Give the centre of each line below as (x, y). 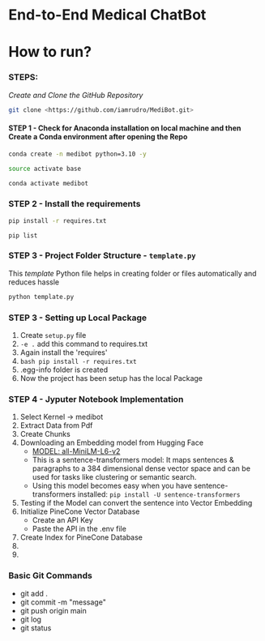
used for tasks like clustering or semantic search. (114, 477)
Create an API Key (62, 520)
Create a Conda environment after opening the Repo (98, 137)
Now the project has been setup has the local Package (111, 378)
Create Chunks (45, 434)
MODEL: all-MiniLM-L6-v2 (76, 451)
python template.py (41, 297)
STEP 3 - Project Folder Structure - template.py (102, 255)
